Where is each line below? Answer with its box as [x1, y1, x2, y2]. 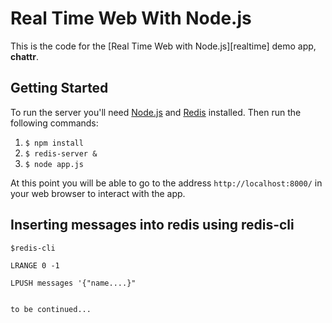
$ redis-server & [24, 148, 98, 159]
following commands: [10, 117, 99, 129]
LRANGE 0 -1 [10, 260, 60, 271]
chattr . [10, 50, 39, 62]
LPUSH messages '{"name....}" [10, 278, 137, 288]
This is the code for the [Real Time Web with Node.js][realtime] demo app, [10, 40, 317, 52]
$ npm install [24, 138, 84, 148]
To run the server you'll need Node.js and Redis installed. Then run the [10, 106, 302, 118]
